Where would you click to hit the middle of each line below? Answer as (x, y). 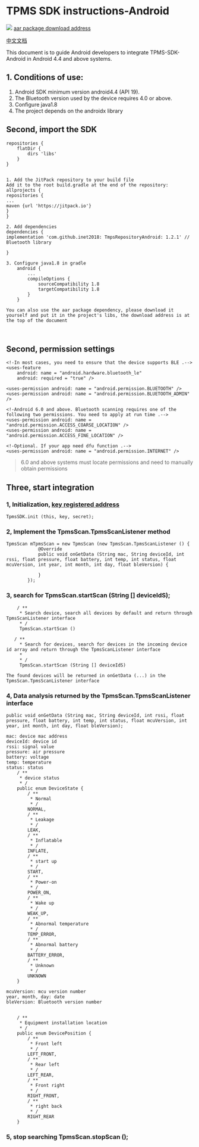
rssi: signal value (30, 747)
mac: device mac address (37, 736)
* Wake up (42, 903)
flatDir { (29, 148)
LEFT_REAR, (41, 1075)
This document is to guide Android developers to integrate (78, 52)
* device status (40, 778)
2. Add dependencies (32, 227)
